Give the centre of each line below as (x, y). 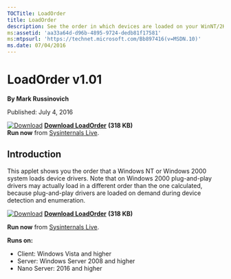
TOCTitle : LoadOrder (37, 13)
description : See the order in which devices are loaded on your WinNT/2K (117, 26)
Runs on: (20, 240)
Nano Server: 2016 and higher (59, 268)
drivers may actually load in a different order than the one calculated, (105, 185)
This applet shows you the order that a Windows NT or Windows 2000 (107, 171)
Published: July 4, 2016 (40, 112)
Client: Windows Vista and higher (64, 254)
